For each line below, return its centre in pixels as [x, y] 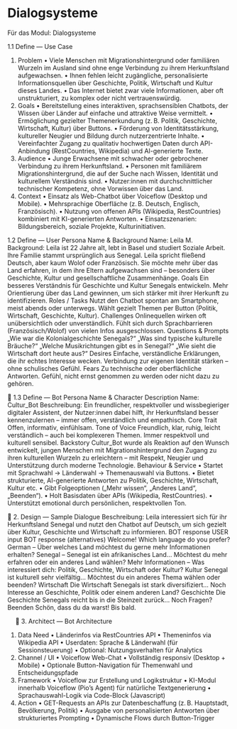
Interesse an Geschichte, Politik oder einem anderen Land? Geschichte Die [116, 592]
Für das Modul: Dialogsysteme [52, 33]
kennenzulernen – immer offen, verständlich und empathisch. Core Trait [112, 420]
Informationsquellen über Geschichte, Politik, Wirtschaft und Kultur [115, 82]
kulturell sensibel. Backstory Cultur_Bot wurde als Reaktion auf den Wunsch [118, 443]
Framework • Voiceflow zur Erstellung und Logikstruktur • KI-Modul [117, 680]
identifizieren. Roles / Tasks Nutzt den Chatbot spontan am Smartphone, [113, 301]
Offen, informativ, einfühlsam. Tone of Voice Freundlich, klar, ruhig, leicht [114, 427]
